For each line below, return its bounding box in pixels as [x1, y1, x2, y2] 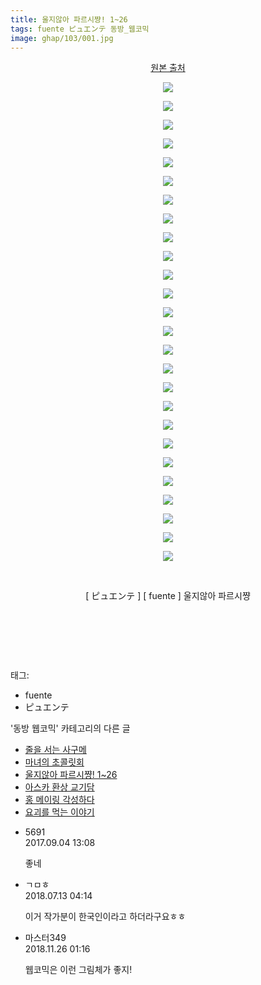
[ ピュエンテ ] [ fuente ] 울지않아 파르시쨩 [85, 590, 251, 602]
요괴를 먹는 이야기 [24, 806, 95, 818]
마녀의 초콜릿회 [24, 756, 85, 768]
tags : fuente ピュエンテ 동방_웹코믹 [10, 24, 150, 34]
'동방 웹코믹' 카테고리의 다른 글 [10, 722, 131, 735]
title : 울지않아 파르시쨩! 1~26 [10, 14, 128, 25]
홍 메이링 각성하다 [24, 794, 95, 806]
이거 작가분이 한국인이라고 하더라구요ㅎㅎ [24, 911, 187, 923]
